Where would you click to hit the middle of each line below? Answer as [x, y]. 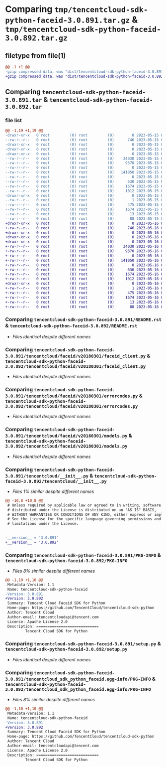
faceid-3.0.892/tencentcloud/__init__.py [56, 481]
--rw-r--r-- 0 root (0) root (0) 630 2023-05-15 [82, 181]
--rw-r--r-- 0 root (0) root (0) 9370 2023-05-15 [82, 163]
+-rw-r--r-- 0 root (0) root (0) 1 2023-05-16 [82, 288]
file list [14, 120]
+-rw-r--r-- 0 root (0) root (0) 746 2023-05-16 [82, 228]
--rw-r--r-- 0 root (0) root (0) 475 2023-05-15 [82, 205]
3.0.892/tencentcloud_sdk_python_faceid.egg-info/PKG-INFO [78, 689]
